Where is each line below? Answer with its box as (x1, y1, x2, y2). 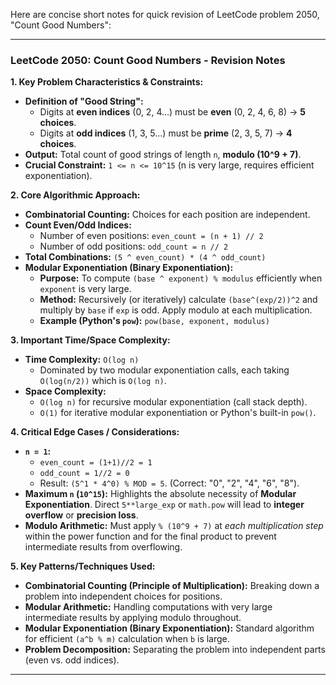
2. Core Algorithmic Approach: (10, 189, 141, 201)
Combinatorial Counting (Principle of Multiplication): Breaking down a (24, 580, 320, 592)
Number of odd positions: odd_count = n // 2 (39, 240, 229, 253)
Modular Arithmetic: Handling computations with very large (24, 601, 273, 613)
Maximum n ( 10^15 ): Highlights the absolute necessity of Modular (24, 488, 297, 500)
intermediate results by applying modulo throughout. (24, 612, 242, 624)
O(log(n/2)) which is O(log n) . (39, 375, 167, 387)
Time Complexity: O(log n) (24, 354, 140, 366)
